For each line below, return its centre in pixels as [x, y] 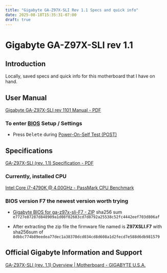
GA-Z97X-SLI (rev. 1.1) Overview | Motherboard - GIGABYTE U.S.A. [76, 265]
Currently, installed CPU [36, 177]
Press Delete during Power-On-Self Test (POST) [65, 134]
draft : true [18, 19]
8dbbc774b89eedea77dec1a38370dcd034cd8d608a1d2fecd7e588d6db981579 [86, 237]
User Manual [26, 98]
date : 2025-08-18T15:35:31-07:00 [41, 15]
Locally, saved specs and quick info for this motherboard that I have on [80, 76]
